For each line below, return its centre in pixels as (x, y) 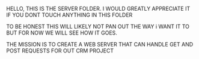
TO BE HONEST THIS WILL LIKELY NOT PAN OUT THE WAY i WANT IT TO (98, 27)
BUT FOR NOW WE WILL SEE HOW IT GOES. (62, 33)
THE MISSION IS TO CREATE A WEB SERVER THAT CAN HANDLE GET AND (100, 44)
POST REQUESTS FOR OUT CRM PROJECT (60, 51)
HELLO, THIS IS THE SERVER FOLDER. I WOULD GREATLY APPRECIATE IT (98, 9)
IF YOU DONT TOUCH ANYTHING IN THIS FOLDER (69, 15)
